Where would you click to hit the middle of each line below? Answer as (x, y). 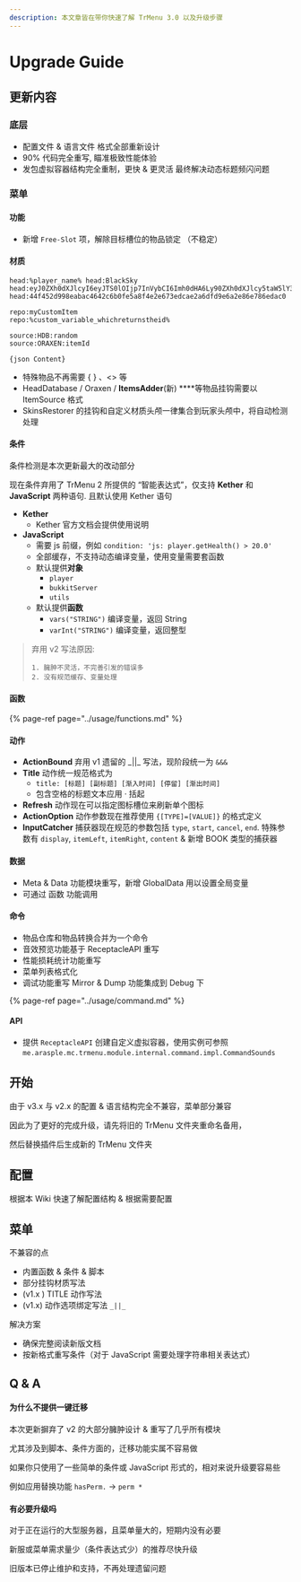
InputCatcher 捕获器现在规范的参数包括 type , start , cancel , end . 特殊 (150, 827)
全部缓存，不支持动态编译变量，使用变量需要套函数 (130, 556)
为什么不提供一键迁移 (48, 1407)
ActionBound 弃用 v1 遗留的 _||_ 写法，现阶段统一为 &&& (125, 762)
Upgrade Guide (67, 61)
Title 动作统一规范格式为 (68, 774)
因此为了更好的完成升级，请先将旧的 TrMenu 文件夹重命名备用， (128, 1125)
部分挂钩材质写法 (54, 1283)
